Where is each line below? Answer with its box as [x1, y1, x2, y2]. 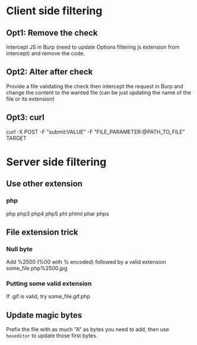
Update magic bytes [6, 310, 82, 320]
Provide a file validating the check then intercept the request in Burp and [6, 82, 184, 90]
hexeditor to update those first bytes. [6, 332, 98, 339]
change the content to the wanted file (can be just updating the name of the [6, 89, 192, 96]
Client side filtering [6, 4, 103, 18]
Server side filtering [6, 155, 107, 168]
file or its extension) [6, 95, 55, 102]
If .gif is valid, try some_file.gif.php [6, 293, 91, 300]
